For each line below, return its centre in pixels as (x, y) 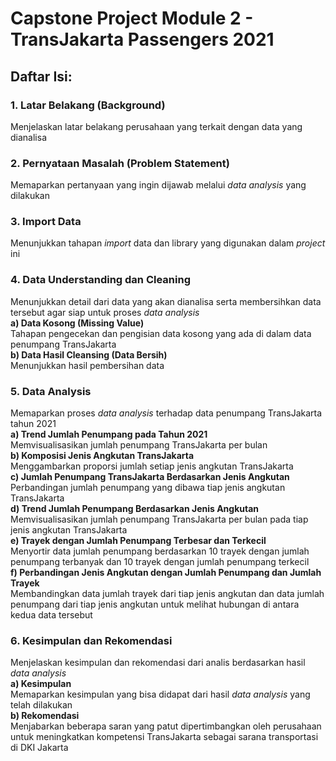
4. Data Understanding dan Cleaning (100, 280)
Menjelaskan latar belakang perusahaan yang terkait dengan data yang (156, 126)
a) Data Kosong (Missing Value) (77, 323)
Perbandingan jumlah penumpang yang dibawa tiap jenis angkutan (148, 488)
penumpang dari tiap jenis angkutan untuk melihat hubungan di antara (155, 604)
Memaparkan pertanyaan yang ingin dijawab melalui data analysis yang (158, 185)
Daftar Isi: (41, 76)
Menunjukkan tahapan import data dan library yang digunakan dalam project (168, 243)
